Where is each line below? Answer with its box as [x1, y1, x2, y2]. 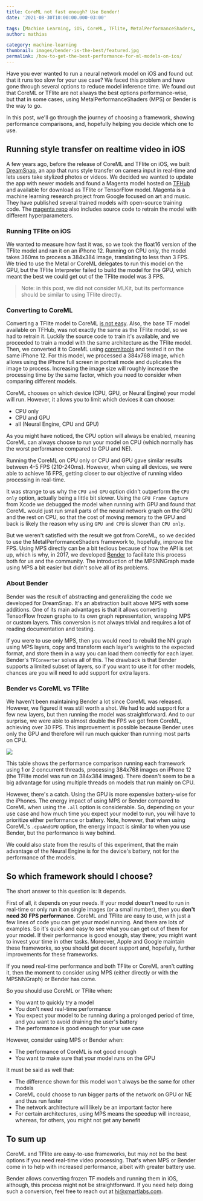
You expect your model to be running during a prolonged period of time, [14, 1011, 195, 1019]
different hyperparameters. [6, 211, 74, 219]
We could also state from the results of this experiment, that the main [6, 841, 178, 848]
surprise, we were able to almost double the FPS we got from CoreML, [6, 717, 181, 724]
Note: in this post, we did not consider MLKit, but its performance [21, 284, 184, 291]
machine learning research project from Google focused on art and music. [6, 192, 191, 200]
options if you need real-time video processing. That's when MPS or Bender [6, 1156, 196, 1163]
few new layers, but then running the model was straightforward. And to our [6, 710, 195, 718]
